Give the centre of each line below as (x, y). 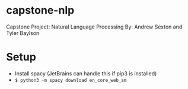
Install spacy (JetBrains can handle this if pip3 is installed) (86, 73)
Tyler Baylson (23, 33)
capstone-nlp (40, 10)
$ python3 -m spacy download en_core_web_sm (71, 80)
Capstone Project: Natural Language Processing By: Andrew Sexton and (94, 27)
